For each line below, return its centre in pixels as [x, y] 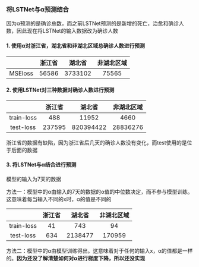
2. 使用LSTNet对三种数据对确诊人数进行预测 [60, 90]
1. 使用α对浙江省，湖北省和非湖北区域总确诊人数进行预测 [76, 45]
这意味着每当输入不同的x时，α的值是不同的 [59, 199]
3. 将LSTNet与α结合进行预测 [41, 165]
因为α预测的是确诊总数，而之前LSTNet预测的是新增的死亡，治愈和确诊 [93, 23]
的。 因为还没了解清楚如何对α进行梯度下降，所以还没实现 [76, 258]
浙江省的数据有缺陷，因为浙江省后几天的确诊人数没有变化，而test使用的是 [97, 142]
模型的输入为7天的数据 [34, 179]
